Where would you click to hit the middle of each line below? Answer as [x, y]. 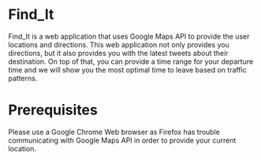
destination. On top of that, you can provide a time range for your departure [131, 61]
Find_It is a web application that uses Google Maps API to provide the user [129, 36]
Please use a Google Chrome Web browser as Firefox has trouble [114, 132]
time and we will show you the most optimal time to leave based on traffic [127, 69]
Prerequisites [53, 110]
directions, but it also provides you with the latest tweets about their [118, 53]
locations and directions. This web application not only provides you [119, 44]
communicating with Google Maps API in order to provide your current [122, 140]
